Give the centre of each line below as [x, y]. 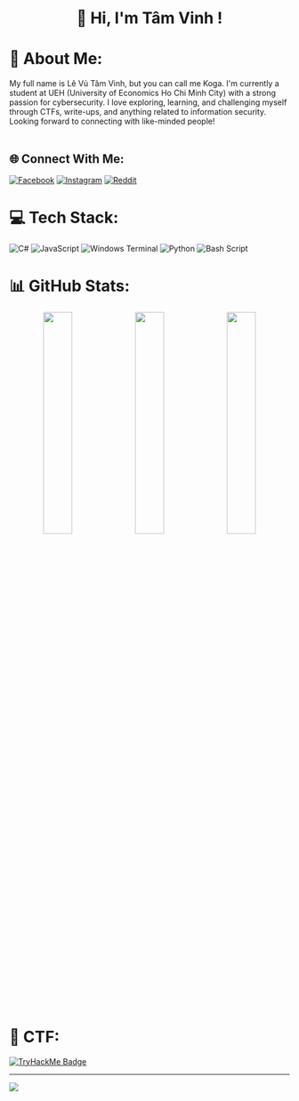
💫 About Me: [56, 59]
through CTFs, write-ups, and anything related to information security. [138, 112]
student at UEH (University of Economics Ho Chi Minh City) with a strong [143, 93]
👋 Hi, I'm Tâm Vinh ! [149, 18]
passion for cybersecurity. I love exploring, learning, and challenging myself [148, 102]
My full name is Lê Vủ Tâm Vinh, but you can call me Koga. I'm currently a [145, 84]
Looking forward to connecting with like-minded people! [112, 121]
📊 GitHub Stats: [70, 286]
